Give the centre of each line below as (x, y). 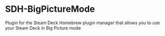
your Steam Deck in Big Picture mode (43, 28)
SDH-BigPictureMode (50, 9)
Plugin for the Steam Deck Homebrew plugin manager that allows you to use (82, 23)
